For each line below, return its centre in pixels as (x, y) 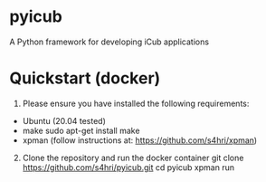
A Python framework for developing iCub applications (109, 42)
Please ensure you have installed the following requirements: (136, 103)
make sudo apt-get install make (81, 130)
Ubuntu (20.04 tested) (64, 120)
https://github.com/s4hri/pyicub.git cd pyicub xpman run (128, 167)
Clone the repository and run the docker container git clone (133, 158)
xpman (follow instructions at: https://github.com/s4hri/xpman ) (140, 140)
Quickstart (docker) (85, 78)
